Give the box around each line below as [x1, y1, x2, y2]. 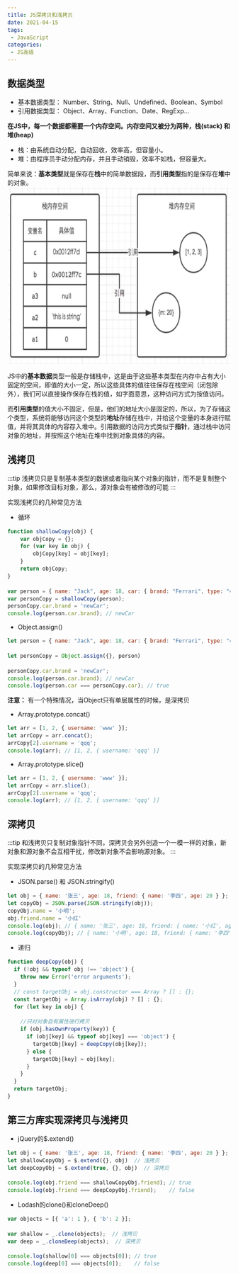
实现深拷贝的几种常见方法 [7, 863, 82, 871]
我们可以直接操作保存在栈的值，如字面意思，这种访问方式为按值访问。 [22, 389, 228, 398]
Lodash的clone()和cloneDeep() [17, 1200, 109, 1209]
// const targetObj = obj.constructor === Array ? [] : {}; [13, 988, 195, 995]
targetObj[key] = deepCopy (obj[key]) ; [33, 1040, 147, 1047]
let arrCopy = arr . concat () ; [7, 732, 93, 739]
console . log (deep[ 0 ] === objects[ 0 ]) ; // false [7, 1261, 160, 1268]
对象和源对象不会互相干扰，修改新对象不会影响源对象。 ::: [7, 847, 176, 856]
